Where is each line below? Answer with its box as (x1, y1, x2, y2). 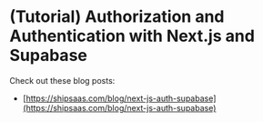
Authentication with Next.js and (9, 25, 255, 46)
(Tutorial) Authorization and (9, 6, 225, 27)
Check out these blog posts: (9, 75, 116, 86)
